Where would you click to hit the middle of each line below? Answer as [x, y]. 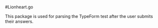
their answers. [19, 21]
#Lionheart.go [19, 7]
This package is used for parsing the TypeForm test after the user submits [79, 16]
